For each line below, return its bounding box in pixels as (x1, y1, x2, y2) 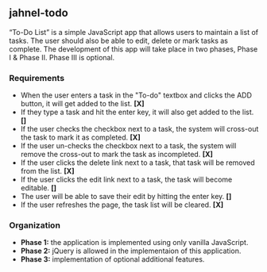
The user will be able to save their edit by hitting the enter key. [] (20, 192, 232, 201)
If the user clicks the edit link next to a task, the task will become (20, 174, 233, 185)
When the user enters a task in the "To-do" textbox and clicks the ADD (20, 90, 253, 100)
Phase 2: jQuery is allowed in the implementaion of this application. (20, 246, 242, 256)
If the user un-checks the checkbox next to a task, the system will (20, 141, 237, 151)
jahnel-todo (9, 6, 68, 20)
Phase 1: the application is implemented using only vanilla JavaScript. (20, 238, 249, 247)
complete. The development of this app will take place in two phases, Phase (9, 44, 258, 54)
